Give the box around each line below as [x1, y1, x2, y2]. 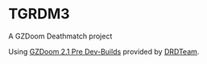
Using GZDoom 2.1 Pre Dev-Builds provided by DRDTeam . [8, 46, 200, 56]
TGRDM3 [8, 5, 70, 23]
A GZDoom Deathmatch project [8, 31, 113, 41]
